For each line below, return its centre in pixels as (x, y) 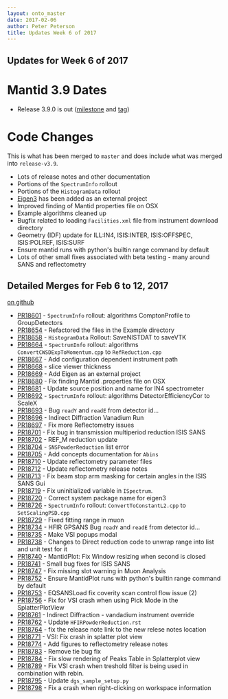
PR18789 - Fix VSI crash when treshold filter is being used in (103, 666)
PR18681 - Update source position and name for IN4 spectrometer (111, 388)
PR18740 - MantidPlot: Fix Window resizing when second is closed (111, 557)
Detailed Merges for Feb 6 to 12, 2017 (88, 286)
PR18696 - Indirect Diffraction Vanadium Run (80, 418)
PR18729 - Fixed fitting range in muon (71, 520)
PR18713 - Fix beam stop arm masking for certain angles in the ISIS (112, 476)
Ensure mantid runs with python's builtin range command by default (113, 249)
